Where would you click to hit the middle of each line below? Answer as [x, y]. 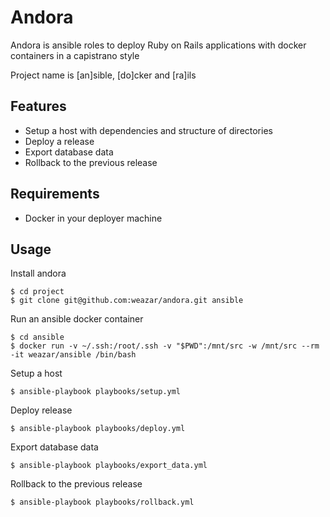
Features [38, 106]
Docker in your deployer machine [93, 218]
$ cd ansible [37, 337]
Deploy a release [59, 141]
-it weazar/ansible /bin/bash [73, 355]
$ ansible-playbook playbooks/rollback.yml [102, 502]
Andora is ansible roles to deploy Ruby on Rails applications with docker [158, 45]
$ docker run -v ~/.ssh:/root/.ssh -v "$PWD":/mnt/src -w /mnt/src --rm [165, 346]
